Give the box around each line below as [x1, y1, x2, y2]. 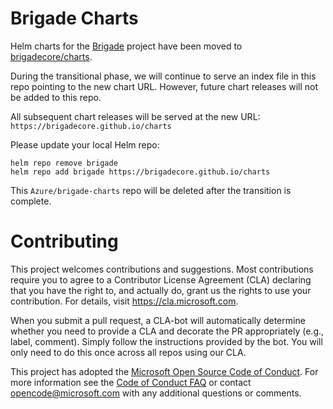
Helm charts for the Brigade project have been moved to [10, 40, 243, 52]
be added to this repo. [10, 91, 102, 103]
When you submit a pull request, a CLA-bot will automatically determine [10, 314, 306, 326]
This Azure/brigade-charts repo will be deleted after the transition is [10, 184, 292, 196]
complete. [10, 195, 52, 207]
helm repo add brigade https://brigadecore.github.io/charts [10, 167, 271, 177]
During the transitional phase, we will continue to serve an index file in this [10, 70, 317, 82]
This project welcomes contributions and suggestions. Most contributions [10, 263, 314, 275]
